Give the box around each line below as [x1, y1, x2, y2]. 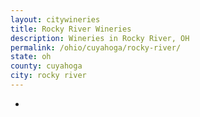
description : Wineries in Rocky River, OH [10, 33, 190, 43]
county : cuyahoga [10, 61, 83, 71]
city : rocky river [10, 71, 87, 81]
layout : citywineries [10, 14, 101, 25]
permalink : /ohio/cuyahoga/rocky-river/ [10, 42, 182, 53]
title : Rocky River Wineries [10, 24, 132, 34]
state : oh [10, 52, 52, 62]
